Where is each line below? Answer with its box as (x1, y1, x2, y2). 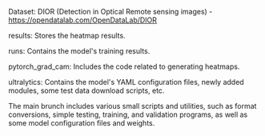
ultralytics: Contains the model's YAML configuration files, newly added (8, 78, 244, 86)
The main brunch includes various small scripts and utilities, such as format (8, 102, 257, 110)
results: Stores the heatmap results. (8, 31, 126, 40)
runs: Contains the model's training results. (8, 46, 151, 55)
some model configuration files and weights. (8, 118, 155, 127)
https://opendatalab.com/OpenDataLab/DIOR (8, 15, 158, 25)
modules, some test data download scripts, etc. (8, 86, 165, 95)
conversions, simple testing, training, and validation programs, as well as (8, 110, 248, 119)
